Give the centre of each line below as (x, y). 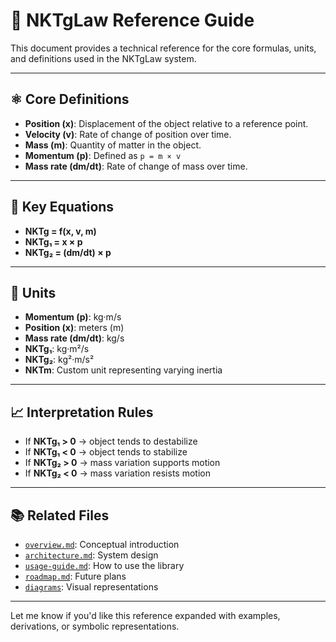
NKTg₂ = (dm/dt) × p (68, 252)
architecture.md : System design (91, 555)
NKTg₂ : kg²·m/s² (59, 360)
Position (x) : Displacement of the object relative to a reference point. (166, 123)
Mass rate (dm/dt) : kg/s (74, 338)
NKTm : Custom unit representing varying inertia (123, 370)
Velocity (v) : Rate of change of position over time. (128, 134)
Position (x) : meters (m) (74, 328)
